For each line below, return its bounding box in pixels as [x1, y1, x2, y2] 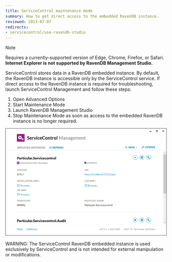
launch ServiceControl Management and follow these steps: [5, 86, 132, 92]
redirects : [5, 25, 29, 30]
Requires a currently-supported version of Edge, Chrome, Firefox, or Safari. [5, 54, 164, 61]
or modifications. [5, 251, 41, 257]
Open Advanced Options [12, 96, 65, 103]
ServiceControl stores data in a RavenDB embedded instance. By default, [5, 70, 160, 76]
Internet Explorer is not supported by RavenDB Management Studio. [5, 60, 153, 66]
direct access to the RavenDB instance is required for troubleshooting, [5, 81, 154, 87]
